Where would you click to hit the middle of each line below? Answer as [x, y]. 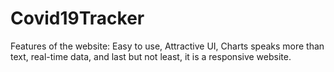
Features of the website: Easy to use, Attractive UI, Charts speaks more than [167, 46]
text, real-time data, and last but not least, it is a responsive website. [151, 56]
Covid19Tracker [77, 18]
